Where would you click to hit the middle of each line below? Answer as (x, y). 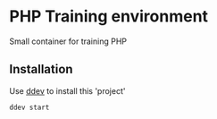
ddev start (29, 107)
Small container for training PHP (68, 41)
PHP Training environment (108, 17)
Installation (41, 69)
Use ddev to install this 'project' (67, 90)
